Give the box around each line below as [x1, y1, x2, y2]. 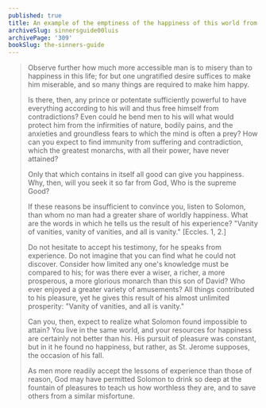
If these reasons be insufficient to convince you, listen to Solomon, [27, 202, 246, 211]
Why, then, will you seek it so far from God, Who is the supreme [27, 178, 237, 187]
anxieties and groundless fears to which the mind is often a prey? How [27, 129, 258, 139]
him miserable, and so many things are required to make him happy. [27, 80, 250, 90]
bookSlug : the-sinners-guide [8, 41, 105, 49]
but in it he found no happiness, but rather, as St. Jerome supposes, [27, 342, 250, 352]
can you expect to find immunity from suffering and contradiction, [27, 137, 244, 147]
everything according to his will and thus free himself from [27, 104, 219, 114]
